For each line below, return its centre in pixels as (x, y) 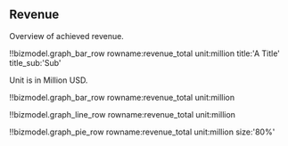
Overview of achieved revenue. (67, 36)
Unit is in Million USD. (49, 80)
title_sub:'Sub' (35, 62)
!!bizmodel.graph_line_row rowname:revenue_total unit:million (123, 114)
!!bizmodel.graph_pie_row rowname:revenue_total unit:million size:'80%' (142, 132)
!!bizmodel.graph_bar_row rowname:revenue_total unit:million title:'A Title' (145, 53)
